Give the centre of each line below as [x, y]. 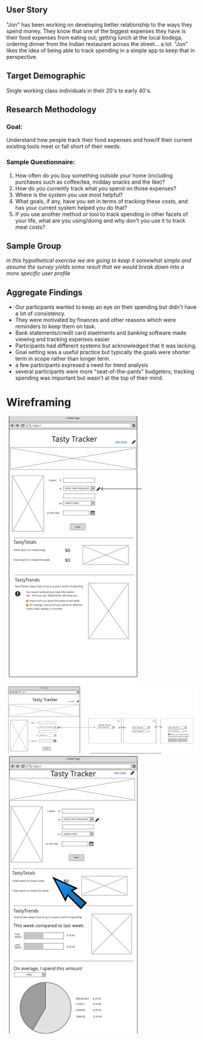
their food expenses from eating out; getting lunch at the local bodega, [95, 37]
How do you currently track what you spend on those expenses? [96, 188]
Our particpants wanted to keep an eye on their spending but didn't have [106, 307]
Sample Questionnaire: [41, 162]
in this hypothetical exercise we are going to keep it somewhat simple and [99, 261]
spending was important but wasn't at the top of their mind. [89, 378]
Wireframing [39, 402]
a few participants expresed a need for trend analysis [82, 365]
